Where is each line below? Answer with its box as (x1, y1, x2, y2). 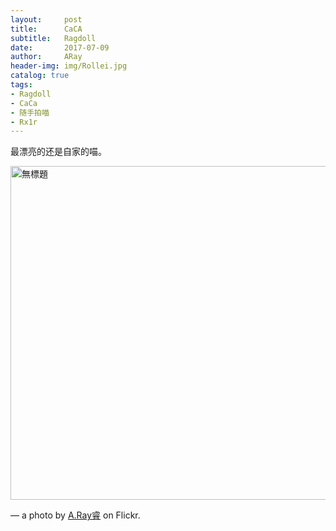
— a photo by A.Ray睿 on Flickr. (10, 509, 141, 521)
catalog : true (10, 71, 70, 81)
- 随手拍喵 (10, 107, 50, 118)
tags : (10, 80, 33, 90)
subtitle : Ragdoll (10, 33, 97, 43)
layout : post (10, 14, 83, 25)
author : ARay (10, 52, 83, 62)
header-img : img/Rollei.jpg (10, 61, 128, 71)
